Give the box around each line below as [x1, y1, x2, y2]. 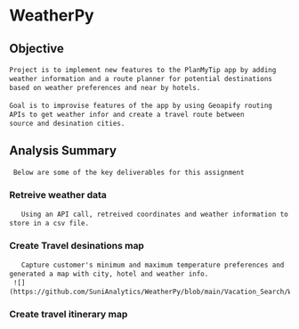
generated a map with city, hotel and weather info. [9, 269, 209, 279]
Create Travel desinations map [9, 240, 145, 252]
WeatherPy [9, 5, 95, 26]
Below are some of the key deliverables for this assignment [12, 168, 245, 177]
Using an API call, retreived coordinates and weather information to [20, 210, 289, 219]
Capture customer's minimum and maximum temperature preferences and [20, 260, 285, 270]
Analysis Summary [9, 144, 117, 159]
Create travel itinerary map [9, 308, 128, 321]
